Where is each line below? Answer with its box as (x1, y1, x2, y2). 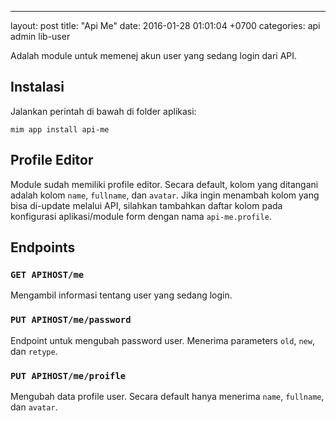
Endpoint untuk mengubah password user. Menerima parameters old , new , (10, 334, 315, 346)
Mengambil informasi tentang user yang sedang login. (10, 289, 233, 301)
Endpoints (10, 239, 76, 256)
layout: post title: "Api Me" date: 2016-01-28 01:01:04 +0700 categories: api (10, 20, 321, 31)
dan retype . (10, 345, 58, 357)
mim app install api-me (10, 124, 110, 135)
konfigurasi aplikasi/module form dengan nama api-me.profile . (10, 210, 272, 222)
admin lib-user (10, 31, 71, 42)
